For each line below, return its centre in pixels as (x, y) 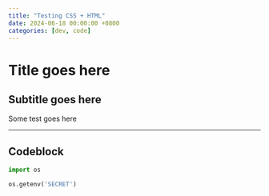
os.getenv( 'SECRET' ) (43, 185)
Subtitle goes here (55, 100)
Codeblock (36, 152)
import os (25, 170)
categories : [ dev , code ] (50, 30)
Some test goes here (43, 119)
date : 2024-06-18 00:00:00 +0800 (64, 23)
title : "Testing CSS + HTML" (57, 16)
